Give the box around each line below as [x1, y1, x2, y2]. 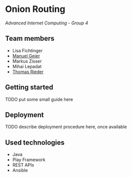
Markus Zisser [12, 58, 42, 64]
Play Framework [12, 157, 46, 163]
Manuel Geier [12, 53, 40, 59]
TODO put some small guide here [5, 96, 73, 102]
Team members [5, 34, 55, 43]
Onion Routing [5, 3, 66, 15]
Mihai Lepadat [12, 63, 42, 69]
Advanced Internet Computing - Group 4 [5, 20, 88, 26]
